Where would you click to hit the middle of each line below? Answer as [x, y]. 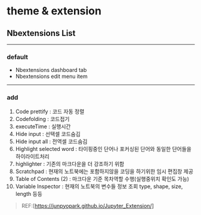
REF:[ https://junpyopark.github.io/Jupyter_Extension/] [88, 205]
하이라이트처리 [32, 156]
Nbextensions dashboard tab [51, 70]
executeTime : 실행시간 [43, 126]
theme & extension [54, 11]
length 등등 [29, 193]
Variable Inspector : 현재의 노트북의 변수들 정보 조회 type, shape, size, [99, 186]
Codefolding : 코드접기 [42, 119]
